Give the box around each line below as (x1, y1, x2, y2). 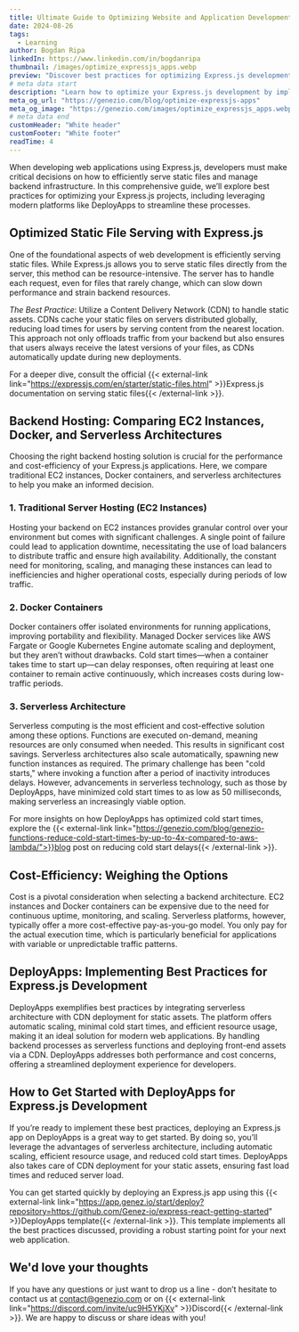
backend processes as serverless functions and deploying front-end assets (9, 1040, 287, 1050)
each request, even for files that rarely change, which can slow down (9, 277, 263, 288)
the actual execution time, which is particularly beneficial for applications (9, 929, 278, 940)
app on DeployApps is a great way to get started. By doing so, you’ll (9, 1132, 258, 1142)
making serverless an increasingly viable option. (9, 797, 187, 807)
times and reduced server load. (9, 1169, 125, 1181)
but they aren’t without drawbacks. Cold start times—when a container (9, 650, 269, 660)
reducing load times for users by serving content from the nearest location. (9, 323, 285, 334)
